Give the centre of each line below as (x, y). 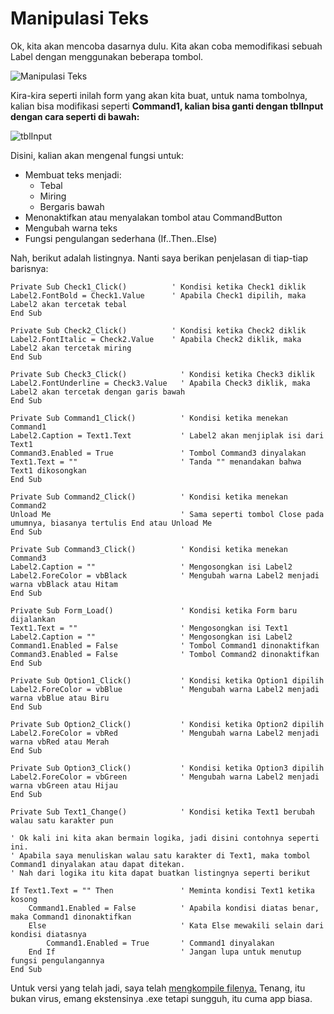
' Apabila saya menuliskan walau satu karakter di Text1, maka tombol (160, 855)
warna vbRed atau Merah (60, 742)
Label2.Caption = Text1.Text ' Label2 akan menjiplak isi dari (167, 435)
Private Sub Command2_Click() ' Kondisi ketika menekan (149, 497)
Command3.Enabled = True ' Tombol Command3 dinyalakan (158, 453)
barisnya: (29, 268)
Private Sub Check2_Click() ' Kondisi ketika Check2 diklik (158, 330)
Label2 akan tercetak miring (71, 348)
